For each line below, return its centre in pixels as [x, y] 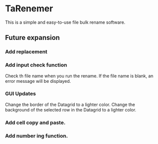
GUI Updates [20, 94]
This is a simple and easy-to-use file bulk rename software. [65, 22]
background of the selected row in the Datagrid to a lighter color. [71, 109]
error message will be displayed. [38, 81]
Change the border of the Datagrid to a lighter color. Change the [70, 105]
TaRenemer [29, 9]
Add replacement [26, 52]
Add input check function [36, 65]
